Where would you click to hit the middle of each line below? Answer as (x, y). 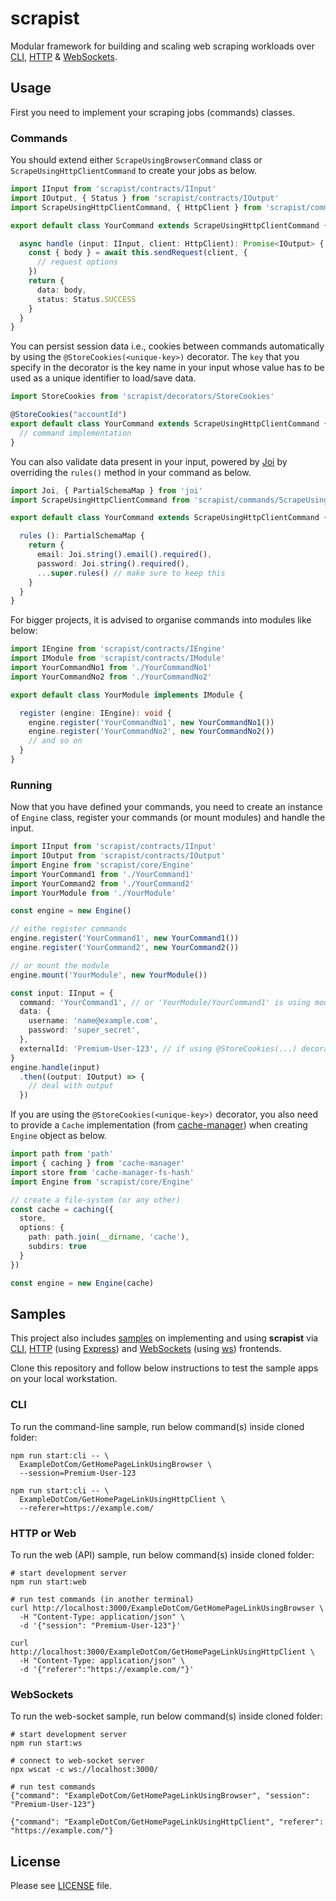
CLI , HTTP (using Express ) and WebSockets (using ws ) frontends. (146, 1349)
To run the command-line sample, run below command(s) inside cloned (157, 1426)
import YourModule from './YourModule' (93, 893)
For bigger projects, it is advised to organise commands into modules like (161, 620)
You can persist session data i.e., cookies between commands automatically (167, 346)
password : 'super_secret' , (84, 1030)
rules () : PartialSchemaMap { (82, 536)
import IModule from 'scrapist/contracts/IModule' (118, 658)
